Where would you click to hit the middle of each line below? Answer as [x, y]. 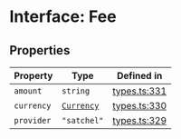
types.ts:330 [140, 106]
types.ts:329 [140, 120]
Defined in [139, 76]
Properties [40, 50]
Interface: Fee [63, 17]
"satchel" [83, 120]
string [76, 91]
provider [33, 120]
